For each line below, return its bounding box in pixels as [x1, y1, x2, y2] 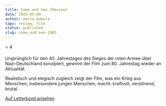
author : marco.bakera [5, 16, 50, 21]
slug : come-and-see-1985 [5, 30, 57, 35]
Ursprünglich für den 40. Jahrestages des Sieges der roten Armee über [5, 55, 152, 61]
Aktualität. [5, 66, 26, 71]
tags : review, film [5, 21, 46, 26]
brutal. [5, 86, 19, 92]
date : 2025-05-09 [5, 12, 41, 17]
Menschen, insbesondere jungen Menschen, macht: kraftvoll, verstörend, [5, 81, 156, 86]
